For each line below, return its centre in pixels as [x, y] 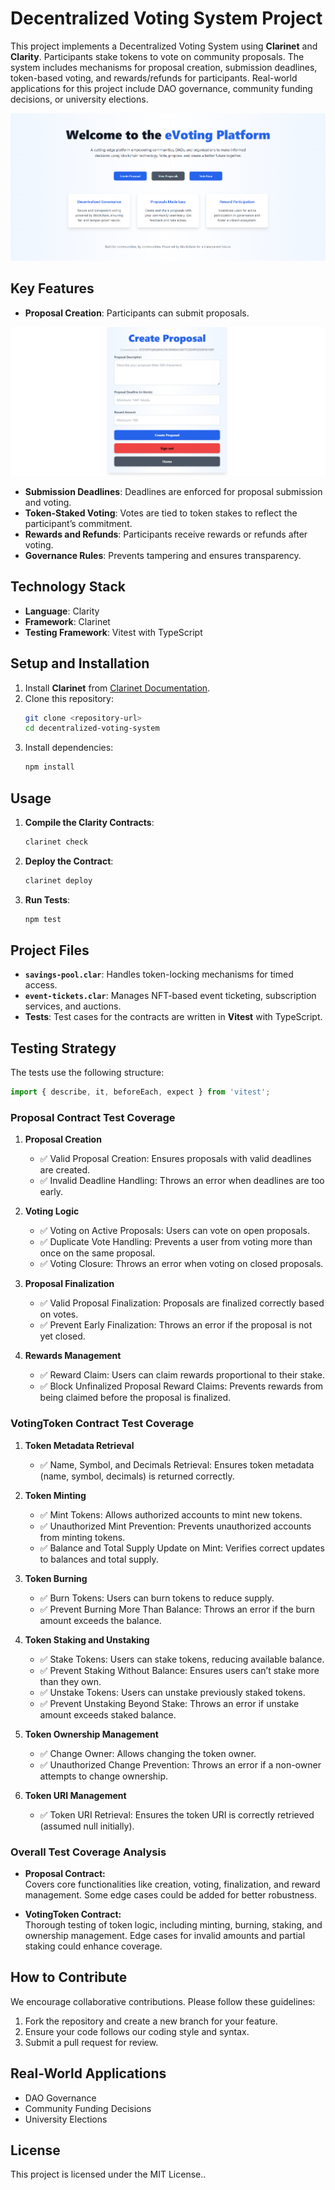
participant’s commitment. [78, 523]
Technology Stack [68, 587]
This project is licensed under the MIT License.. [108, 2174]
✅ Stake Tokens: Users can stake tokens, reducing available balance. [182, 1659]
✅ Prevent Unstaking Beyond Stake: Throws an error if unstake [169, 1703]
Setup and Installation [80, 663]
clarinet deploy [58, 880]
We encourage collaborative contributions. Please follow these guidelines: [163, 2001]
